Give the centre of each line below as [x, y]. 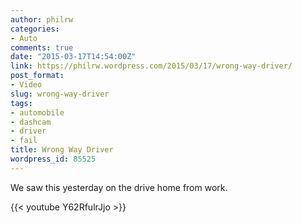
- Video [26, 85]
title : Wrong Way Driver [62, 150]
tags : [21, 103]
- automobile [37, 112]
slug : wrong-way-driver [60, 94]
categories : [35, 29]
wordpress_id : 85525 [53, 159]
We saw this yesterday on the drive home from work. [119, 187]
